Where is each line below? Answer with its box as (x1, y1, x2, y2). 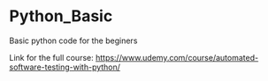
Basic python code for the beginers (9, 35, 138, 46)
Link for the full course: (9, 52, 95, 63)
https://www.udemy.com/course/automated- (96, 52, 259, 63)
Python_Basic (9, 6, 113, 26)
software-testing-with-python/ (9, 62, 121, 72)
